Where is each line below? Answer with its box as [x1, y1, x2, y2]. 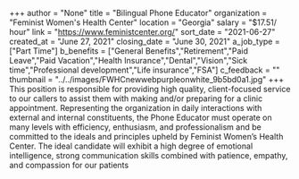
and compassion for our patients [9, 160, 129, 170]
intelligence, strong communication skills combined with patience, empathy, [9, 150, 288, 160]
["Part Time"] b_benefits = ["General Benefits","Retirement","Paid [9, 46, 248, 56]
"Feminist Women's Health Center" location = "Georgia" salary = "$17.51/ [9, 17, 277, 28]
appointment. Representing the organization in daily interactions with [9, 103, 262, 113]
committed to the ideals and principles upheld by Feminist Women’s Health [9, 132, 284, 141]
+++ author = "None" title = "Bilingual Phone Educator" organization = [9, 8, 268, 18]
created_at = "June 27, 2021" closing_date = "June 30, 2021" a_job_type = [9, 36, 280, 47]
